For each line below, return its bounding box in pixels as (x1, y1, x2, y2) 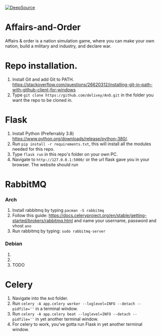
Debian (5, 240, 22, 247)
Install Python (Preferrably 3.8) (12, 130, 74, 136)
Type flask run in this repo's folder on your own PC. (12, 151, 118, 157)
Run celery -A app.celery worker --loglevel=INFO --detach (12, 300, 135, 306)
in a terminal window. (35, 306, 78, 312)
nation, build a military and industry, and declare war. (5, 43, 112, 49)
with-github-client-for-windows (12, 87, 76, 92)
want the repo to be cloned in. (12, 97, 73, 103)
